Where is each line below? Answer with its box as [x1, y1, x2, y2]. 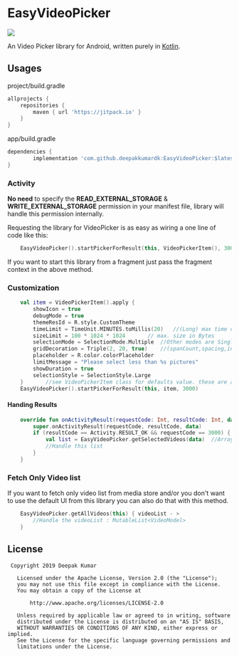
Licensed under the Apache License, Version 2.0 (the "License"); [16, 574, 218, 581]
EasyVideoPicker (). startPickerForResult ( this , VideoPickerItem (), [20, 245, 221, 252]
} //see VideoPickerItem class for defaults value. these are [20, 379, 228, 386]
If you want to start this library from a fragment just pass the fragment [7, 258, 212, 266]
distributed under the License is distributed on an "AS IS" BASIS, [16, 618, 224, 625]
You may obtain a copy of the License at [16, 587, 142, 594]
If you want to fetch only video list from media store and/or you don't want [7, 489, 225, 497]
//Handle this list [45, 443, 103, 450]
